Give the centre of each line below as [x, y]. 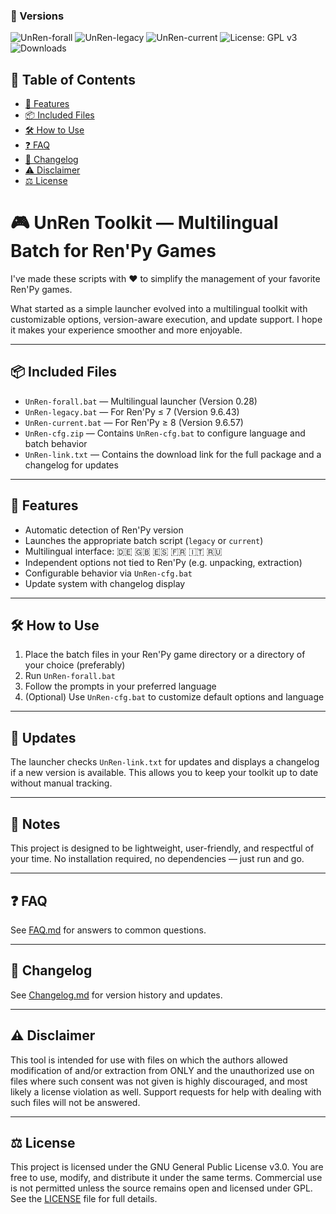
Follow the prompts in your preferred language [120, 686]
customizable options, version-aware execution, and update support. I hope [166, 320]
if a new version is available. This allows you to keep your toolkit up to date [164, 773]
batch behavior [56, 443]
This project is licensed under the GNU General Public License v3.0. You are [167, 1167]
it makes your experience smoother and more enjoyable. [126, 330]
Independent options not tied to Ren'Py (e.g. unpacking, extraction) [163, 562]
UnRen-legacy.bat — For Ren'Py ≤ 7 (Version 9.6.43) [132, 411]
